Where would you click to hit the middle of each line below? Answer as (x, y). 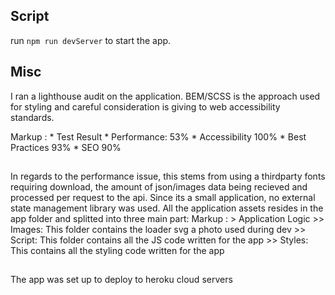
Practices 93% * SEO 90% (66, 147)
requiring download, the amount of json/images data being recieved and (159, 187)
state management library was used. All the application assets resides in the (167, 208)
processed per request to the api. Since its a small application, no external (163, 198)
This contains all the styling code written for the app (117, 251)
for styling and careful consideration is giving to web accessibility (145, 106)
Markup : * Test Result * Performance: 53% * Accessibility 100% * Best (158, 136)
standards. (32, 117)
